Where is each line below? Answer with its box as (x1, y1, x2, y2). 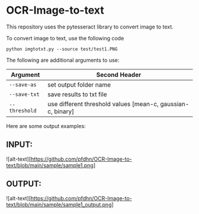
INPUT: (6, 140, 33, 150)
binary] (54, 107, 75, 116)
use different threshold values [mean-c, (47, 100, 159, 108)
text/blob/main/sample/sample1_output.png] (6, 201, 114, 208)
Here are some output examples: (6, 122, 86, 129)
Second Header (96, 71, 142, 79)
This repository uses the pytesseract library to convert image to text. (6, 23, 174, 30)
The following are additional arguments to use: (6, 56, 120, 63)
